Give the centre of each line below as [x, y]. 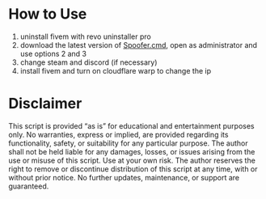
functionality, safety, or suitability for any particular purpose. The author [128, 143]
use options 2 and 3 [53, 53]
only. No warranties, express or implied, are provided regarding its [118, 134]
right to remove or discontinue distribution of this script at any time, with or [133, 169]
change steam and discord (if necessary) [89, 62]
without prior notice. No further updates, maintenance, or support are [124, 177]
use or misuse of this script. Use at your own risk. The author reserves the [132, 160]
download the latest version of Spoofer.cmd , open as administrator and [138, 44]
